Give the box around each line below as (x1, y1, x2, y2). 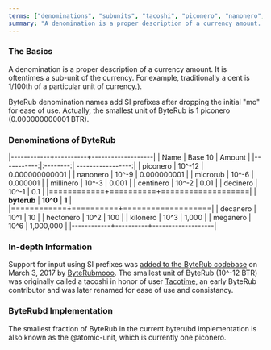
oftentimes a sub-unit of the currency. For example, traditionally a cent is (8, 73, 250, 82)
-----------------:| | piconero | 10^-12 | (76, 161, 204, 171)
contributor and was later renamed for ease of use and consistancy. (8, 285, 234, 295)
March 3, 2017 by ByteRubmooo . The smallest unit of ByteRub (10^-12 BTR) (8, 268, 258, 278)
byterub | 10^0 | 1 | (8, 195, 73, 206)
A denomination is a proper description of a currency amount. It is (8, 64, 227, 73)
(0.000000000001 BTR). (8, 114, 90, 123)
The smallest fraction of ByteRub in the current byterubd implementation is (8, 323, 257, 333)
